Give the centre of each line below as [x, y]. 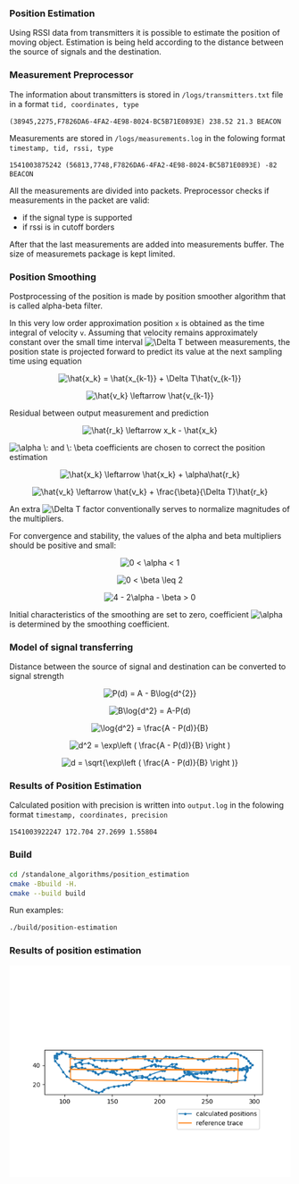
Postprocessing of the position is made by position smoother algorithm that [148, 296]
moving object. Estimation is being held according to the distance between [146, 42]
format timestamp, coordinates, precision [88, 815]
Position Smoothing [53, 277]
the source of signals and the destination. [86, 52]
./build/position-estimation [63, 928]
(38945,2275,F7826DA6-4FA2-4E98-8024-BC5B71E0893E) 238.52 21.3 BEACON [145, 122]
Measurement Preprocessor [71, 75]
